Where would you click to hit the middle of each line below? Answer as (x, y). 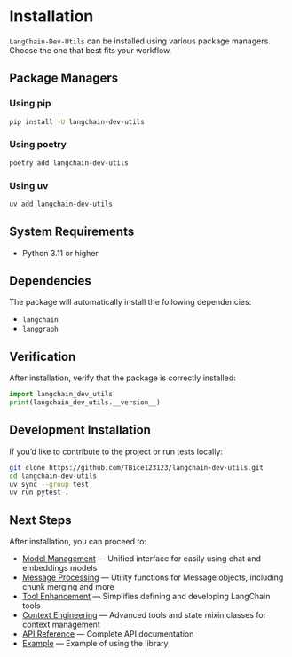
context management (61, 625)
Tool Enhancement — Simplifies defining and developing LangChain (146, 597)
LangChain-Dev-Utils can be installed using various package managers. (140, 41)
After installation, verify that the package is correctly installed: (123, 378)
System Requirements (72, 232)
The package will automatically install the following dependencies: (130, 302)
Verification (43, 356)
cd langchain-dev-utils (53, 476)
